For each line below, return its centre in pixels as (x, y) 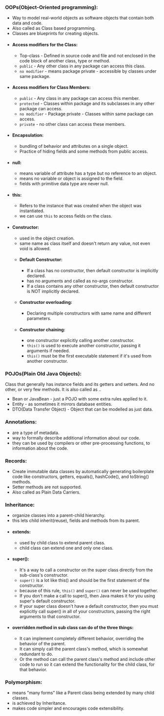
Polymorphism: (24, 682)
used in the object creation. (47, 238)
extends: (21, 532)
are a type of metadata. (36, 433)
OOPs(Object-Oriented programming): (52, 7)
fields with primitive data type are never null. (64, 184)
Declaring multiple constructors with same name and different (89, 313)
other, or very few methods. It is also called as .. (53, 390)
